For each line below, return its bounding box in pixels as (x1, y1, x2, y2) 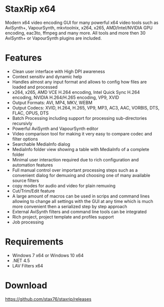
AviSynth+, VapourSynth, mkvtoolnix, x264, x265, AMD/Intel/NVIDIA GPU (5, 24, 153, 30)
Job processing (12, 219, 44, 225)
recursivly (12, 120, 33, 126)
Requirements (5, 236, 64, 247)
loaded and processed (12, 84, 58, 90)
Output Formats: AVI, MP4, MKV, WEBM (12, 99, 93, 106)
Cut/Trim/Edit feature (12, 188, 55, 194)
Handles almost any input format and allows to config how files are (12, 79, 147, 85)
